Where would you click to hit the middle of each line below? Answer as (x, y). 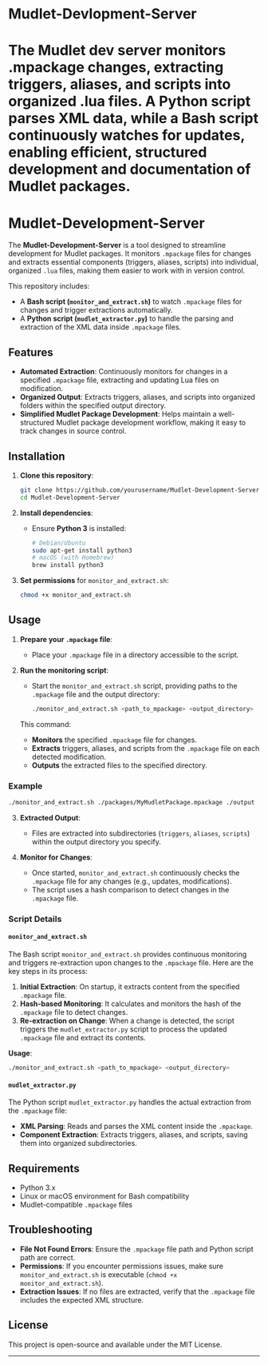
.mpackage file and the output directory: (96, 694)
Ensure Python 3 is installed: (79, 528)
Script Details (35, 919)
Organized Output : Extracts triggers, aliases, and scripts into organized (137, 397)
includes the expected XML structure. (82, 1299)
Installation (37, 456)
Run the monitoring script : (64, 670)
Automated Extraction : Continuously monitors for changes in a (124, 372)
